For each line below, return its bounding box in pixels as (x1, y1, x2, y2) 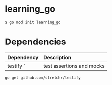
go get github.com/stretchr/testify (5, 75, 81, 80)
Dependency (7, 54, 39, 61)
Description (43, 54, 72, 61)
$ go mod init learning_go (5, 20, 61, 25)
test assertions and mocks (43, 62, 105, 69)
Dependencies (5, 36, 66, 47)
